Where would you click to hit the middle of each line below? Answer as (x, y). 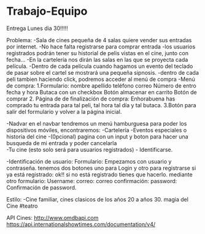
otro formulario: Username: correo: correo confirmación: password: (92, 181)
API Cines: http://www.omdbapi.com (52, 217)
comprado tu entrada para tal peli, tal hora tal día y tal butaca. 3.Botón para (101, 105)
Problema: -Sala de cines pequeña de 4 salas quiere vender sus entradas (99, 40)
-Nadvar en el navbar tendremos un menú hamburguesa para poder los (97, 123)
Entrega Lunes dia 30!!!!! (37, 28)
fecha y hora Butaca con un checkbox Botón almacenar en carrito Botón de (102, 92)
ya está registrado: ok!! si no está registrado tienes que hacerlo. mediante (99, 174)
